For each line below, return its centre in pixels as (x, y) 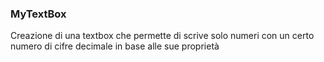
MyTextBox (38, 14)
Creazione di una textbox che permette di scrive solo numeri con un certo (162, 36)
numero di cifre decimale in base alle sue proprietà (115, 46)
